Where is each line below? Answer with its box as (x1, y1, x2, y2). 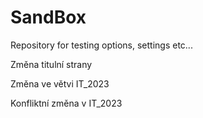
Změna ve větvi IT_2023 (10, 77, 110, 90)
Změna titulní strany (10, 58, 93, 70)
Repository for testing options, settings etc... (10, 39, 193, 51)
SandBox (10, 6, 87, 29)
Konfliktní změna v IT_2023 (10, 97, 123, 109)
